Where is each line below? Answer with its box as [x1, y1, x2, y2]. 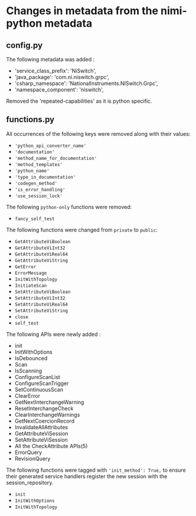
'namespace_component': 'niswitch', [14, 86, 104, 93]
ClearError [14, 392, 40, 399]
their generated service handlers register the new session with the [6, 472, 168, 479]
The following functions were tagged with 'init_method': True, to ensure [6, 466, 186, 473]
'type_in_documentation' [14, 174, 76, 180]
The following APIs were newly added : [6, 331, 101, 338]
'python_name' [14, 168, 50, 174]
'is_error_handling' [14, 187, 66, 192]
